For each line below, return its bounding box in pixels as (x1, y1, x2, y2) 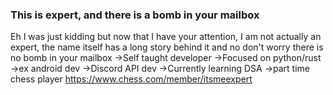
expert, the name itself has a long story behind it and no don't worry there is (10, 41, 324, 53)
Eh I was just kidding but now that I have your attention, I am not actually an (10, 31, 322, 43)
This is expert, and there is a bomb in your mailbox (10, 8, 260, 22)
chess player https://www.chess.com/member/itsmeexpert (10, 73, 253, 85)
